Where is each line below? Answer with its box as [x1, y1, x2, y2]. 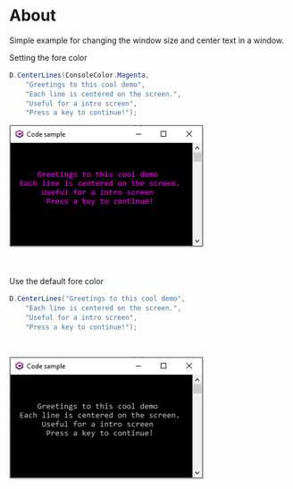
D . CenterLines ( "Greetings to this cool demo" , [9, 294, 186, 304]
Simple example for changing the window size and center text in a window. [9, 35, 284, 46]
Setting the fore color [9, 52, 88, 63]
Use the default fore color [9, 276, 105, 287]
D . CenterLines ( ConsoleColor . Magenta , [9, 71, 150, 80]
